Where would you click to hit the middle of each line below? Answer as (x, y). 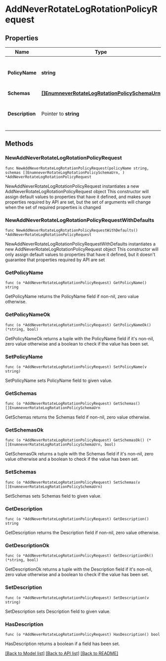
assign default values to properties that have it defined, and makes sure (78, 197)
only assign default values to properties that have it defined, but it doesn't (80, 254)
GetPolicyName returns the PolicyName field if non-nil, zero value (72, 296)
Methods (19, 144)
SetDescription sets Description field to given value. (58, 611)
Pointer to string (60, 114)
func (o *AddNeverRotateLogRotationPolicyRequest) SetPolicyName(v (76, 367)
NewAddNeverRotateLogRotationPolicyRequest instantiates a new (72, 186)
